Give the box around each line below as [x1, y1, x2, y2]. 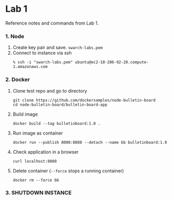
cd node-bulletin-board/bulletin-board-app [12, 102, 108, 107]
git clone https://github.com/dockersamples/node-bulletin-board [12, 98, 156, 103]
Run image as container [12, 130, 63, 136]
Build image [12, 111, 38, 117]
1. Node [5, 33, 25, 40]
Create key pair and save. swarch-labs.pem [12, 45, 103, 51]
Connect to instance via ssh [12, 50, 72, 56]
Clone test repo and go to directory [12, 87, 87, 94]
